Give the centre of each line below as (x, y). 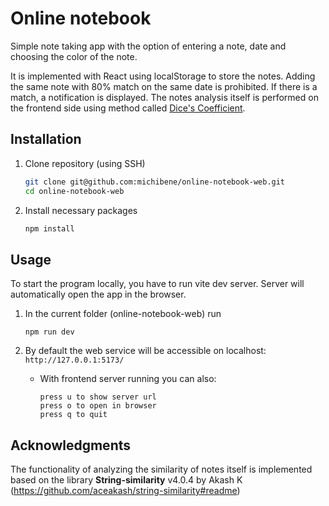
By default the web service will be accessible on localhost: (145, 351)
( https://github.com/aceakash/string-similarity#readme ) (125, 490)
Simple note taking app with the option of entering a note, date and (148, 46)
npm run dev (49, 332)
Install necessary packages (81, 210)
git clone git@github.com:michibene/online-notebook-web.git (155, 182)
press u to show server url (98, 397)
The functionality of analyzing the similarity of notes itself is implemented (161, 469)
